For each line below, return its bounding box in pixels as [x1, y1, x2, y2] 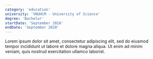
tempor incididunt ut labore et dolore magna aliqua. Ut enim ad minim [5, 44, 143, 49]
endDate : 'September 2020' [5, 25, 59, 30]
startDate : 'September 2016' [5, 20, 64, 26]
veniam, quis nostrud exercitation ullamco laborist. [5, 49, 105, 55]
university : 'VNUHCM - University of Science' [5, 12, 100, 16]
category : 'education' [5, 7, 51, 12]
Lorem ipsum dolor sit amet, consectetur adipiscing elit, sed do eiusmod [5, 38, 149, 44]
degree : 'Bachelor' [5, 16, 44, 21]
